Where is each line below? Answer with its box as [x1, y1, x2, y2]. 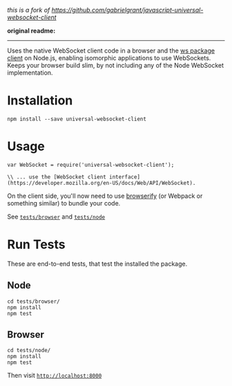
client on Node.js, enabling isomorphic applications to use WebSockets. [7, 54, 211, 62]
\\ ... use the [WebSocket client [7, 173, 107, 181]
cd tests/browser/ [7, 297, 60, 305]
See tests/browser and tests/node [7, 212, 106, 221]
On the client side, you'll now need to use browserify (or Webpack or [7, 192, 203, 200]
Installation [7, 93, 73, 109]
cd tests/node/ [7, 347, 51, 354]
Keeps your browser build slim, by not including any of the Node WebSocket [7, 62, 224, 69]
